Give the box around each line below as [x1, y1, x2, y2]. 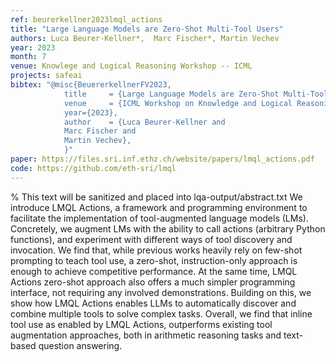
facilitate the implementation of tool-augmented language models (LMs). [10, 212, 309, 224]
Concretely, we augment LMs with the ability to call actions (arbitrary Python [10, 222, 326, 235]
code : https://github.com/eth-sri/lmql [10, 163, 177, 173]
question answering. [38, 339, 123, 351]
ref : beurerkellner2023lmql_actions [10, 14, 163, 25]
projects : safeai [10, 71, 83, 81]
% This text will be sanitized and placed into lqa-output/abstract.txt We [10, 191, 303, 203]
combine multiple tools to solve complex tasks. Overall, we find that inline [10, 307, 313, 320]
